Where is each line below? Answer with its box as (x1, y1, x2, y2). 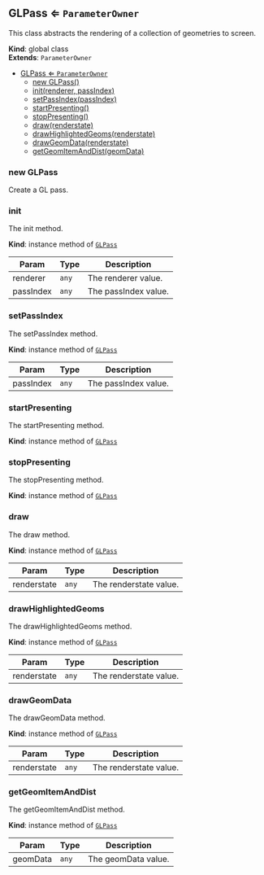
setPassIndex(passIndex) (32, 94, 118, 104)
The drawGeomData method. (8, 713, 106, 723)
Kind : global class (8, 44, 69, 54)
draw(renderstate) (32, 120, 93, 129)
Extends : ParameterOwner (8, 52, 92, 62)
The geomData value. (88, 854, 170, 865)
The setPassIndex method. (8, 329, 98, 339)
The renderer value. (88, 273, 163, 284)
